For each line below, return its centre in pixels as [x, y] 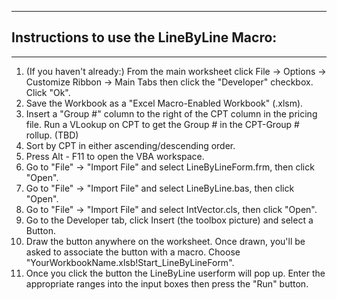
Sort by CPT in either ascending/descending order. [130, 145]
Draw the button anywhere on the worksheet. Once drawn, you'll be [165, 241]
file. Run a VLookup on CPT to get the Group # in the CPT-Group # [162, 124]
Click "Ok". [48, 92]
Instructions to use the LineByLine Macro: [144, 37]
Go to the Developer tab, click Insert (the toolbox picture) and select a [169, 220]
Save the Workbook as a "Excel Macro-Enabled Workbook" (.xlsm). [164, 103]
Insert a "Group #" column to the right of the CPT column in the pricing [171, 113]
